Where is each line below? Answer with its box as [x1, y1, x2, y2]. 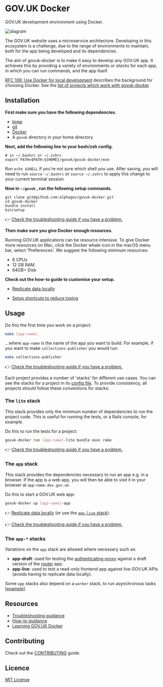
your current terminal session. [5, 176, 65, 182]
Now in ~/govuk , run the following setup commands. [5, 185, 113, 191]
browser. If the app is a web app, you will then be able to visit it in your [5, 476, 146, 483]
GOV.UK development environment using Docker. [5, 19, 103, 25]
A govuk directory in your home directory [12, 134, 93, 140]
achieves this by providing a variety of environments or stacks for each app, [5, 63, 158, 68]
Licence [5, 664, 30, 672]
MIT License [5, 677, 30, 683]
